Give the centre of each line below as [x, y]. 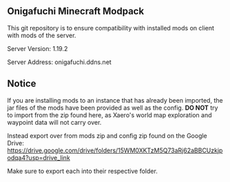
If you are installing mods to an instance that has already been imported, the [115, 100]
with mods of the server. [42, 35]
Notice [22, 84]
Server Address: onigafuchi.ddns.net [59, 62]
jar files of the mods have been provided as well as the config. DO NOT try [113, 108]
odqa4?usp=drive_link [39, 157]
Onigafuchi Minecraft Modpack [76, 11]
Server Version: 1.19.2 [38, 48]
